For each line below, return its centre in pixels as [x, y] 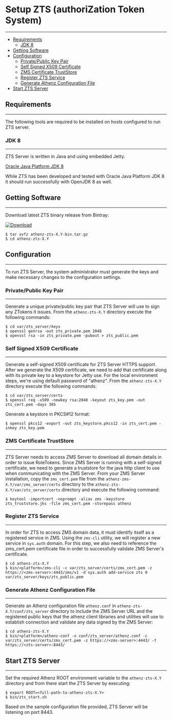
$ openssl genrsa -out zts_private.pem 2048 [53, 331]
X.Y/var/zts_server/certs [33, 490]
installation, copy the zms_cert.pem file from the [55, 478]
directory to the [78, 484]
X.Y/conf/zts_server [27, 612]
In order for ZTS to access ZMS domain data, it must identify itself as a [80, 532]
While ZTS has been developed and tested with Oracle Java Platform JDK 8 [85, 176]
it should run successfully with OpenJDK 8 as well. [59, 182]
